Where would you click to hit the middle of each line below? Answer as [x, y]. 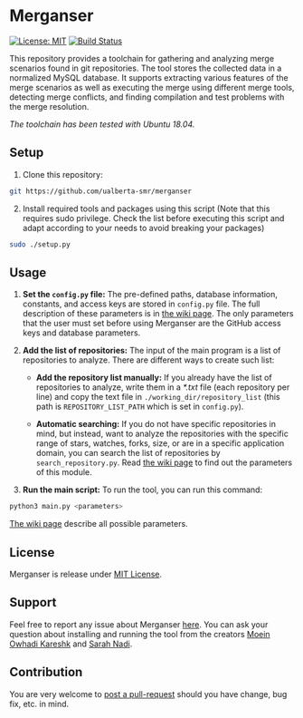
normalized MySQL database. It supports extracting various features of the [149, 77]
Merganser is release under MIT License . [86, 574]
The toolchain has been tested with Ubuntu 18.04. [102, 124]
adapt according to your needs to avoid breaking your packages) [143, 228]
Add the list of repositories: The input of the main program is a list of [151, 351]
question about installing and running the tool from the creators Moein [140, 634]
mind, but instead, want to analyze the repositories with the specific [162, 434]
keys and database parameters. [81, 333]
